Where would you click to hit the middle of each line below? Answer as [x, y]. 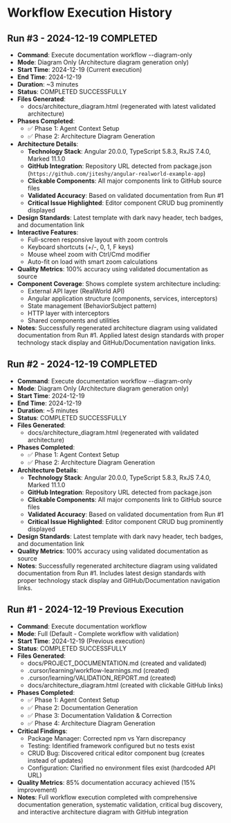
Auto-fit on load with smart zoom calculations [92, 262]
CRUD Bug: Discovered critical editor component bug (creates [116, 753]
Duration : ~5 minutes [48, 410]
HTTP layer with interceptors [68, 313]
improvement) [37, 790]
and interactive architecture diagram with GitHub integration [103, 812]
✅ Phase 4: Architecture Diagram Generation [91, 723]
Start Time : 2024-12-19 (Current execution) [80, 70]
